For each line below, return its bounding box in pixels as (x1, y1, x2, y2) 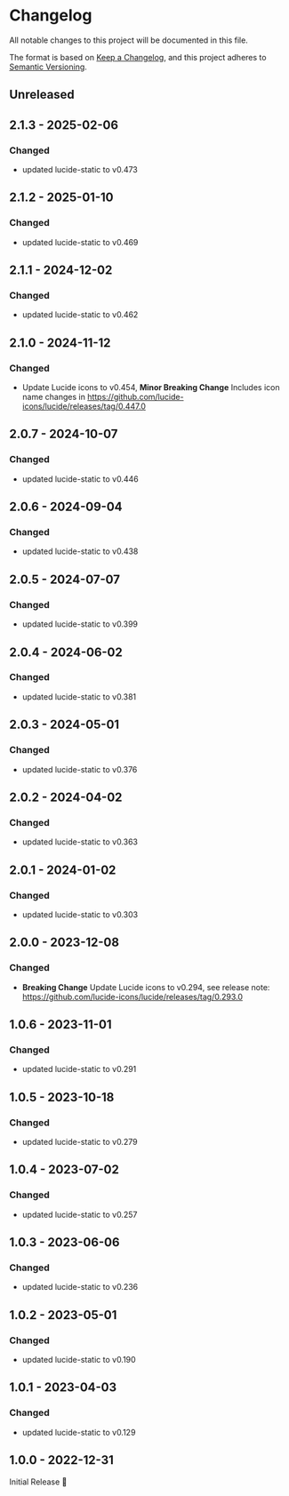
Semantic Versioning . (9, 61, 87, 72)
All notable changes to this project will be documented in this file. (9, 35, 249, 45)
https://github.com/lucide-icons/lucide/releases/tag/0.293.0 (21, 991, 243, 1002)
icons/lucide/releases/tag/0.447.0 (21, 401, 147, 412)
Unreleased (9, 87, 76, 102)
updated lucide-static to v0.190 (21, 1355, 136, 1365)
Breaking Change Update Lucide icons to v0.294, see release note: (21, 981, 270, 992)
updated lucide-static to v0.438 (21, 546, 139, 556)
